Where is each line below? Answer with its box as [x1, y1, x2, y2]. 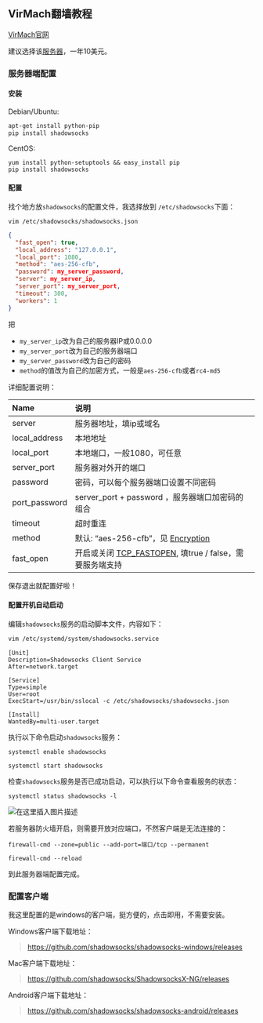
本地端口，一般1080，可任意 [74, 447, 182, 458]
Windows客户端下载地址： [8, 927, 94, 936]
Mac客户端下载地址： [8, 958, 77, 967]
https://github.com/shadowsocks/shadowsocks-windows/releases [27, 942, 243, 952]
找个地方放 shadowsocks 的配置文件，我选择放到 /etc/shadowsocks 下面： [8, 202, 236, 211]
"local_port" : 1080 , [15, 253, 82, 261]
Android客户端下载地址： [8, 990, 88, 999]
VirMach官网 [8, 30, 49, 39]
